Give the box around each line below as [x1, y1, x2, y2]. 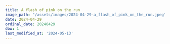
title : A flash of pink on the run [5, 7, 80, 13]
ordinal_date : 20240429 [5, 21, 56, 27]
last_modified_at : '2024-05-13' [5, 31, 73, 36]
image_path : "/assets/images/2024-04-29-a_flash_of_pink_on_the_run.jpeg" [5, 12, 166, 17]
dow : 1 [5, 26, 19, 31]
